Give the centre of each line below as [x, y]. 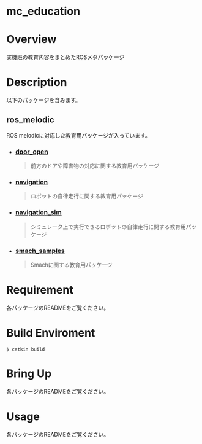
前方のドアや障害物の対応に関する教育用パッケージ [95, 166]
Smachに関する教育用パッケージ [71, 265]
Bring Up [29, 374]
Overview [32, 40]
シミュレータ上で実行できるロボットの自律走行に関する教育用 [108, 227]
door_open [32, 152]
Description [37, 83]
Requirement [40, 290]
